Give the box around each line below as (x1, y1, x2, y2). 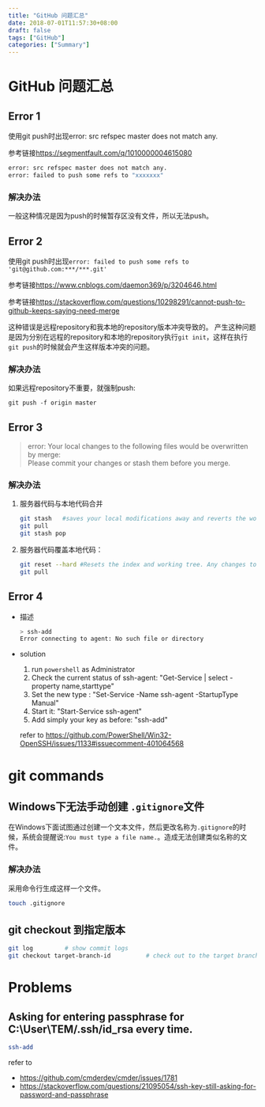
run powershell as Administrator (31, 665, 136, 674)
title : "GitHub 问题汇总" (8, 11, 89, 20)
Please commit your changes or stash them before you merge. (27, 458, 231, 468)
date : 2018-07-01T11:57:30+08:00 (8, 19, 118, 27)
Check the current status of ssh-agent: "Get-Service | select (31, 673, 229, 683)
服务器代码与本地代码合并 (19, 499, 103, 509)
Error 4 (8, 590, 43, 604)
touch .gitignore (8, 899, 65, 907)
